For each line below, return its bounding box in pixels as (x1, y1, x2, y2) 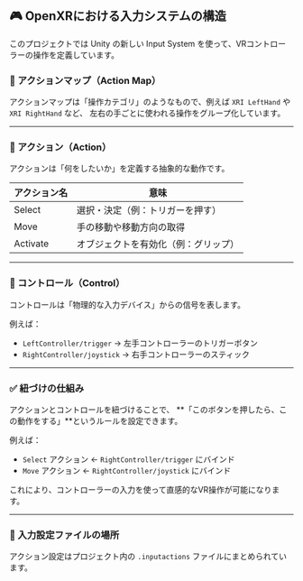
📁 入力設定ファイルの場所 (9, 529, 120, 541)
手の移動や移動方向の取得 (76, 221, 186, 234)
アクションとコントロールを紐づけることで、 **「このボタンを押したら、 (9, 404, 280, 415)
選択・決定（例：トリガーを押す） (76, 204, 222, 217)
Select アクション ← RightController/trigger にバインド (22, 454, 235, 465)
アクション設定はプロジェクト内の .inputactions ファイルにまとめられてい (9, 551, 287, 562)
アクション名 (14, 187, 69, 199)
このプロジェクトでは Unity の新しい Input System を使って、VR (9, 38, 247, 49)
